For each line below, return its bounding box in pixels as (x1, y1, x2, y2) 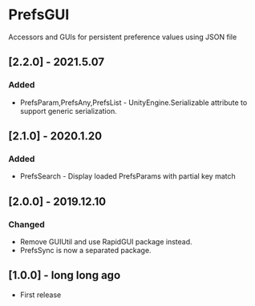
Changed (8, 219, 46, 230)
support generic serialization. (19, 106, 118, 115)
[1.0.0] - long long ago (8, 268, 121, 282)
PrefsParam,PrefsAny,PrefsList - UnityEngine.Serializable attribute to (19, 98, 248, 107)
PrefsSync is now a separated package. (19, 246, 152, 255)
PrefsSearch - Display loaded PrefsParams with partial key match (19, 171, 236, 181)
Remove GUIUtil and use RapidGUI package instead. (19, 237, 192, 246)
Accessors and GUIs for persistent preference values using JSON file (8, 32, 237, 42)
